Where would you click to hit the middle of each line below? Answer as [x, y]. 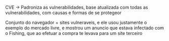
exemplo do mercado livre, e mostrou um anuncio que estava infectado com [85, 28]
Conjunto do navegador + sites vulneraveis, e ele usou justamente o [76, 23]
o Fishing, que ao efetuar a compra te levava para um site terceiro [74, 33]
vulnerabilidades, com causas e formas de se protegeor [64, 13]
